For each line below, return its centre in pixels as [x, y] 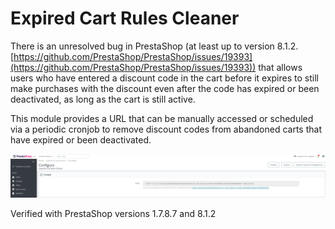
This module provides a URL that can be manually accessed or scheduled [162, 118]
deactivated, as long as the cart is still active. [103, 99]
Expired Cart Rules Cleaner [125, 18]
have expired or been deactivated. [81, 139]
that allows [280, 67]
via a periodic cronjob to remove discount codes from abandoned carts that [166, 129]
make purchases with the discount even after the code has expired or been [165, 88]
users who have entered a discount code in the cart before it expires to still [164, 78]
